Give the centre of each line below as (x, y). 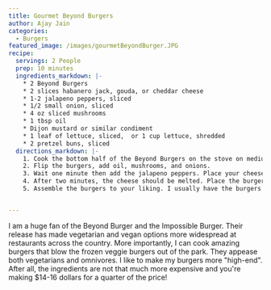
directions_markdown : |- (57, 151)
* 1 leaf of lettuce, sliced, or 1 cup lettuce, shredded (124, 136)
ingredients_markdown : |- (59, 76)
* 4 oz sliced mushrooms (65, 114)
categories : (28, 31)
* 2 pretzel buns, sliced (67, 143)
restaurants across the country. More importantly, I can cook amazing (124, 242)
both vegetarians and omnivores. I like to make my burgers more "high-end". (135, 260)
